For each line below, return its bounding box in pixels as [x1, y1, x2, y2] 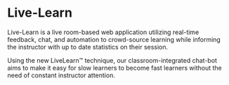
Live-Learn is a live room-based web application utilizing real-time [7, 28, 199, 36]
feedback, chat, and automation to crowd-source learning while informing [7, 35, 221, 43]
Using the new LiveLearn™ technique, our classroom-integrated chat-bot [7, 56, 218, 64]
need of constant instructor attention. [7, 71, 116, 79]
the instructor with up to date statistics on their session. [7, 42, 169, 51]
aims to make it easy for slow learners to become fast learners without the [7, 63, 223, 72]
